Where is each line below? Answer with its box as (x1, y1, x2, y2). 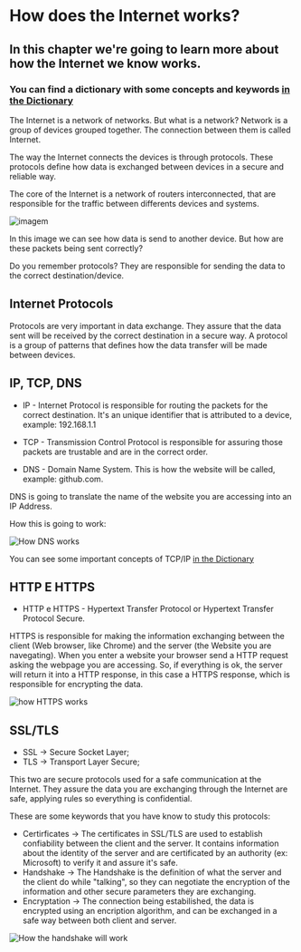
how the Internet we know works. (9, 55, 202, 71)
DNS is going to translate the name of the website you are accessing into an (9, 491, 292, 501)
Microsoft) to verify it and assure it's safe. (22, 858, 179, 869)
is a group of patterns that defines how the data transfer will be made (9, 339, 268, 350)
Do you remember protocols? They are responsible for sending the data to (9, 260, 286, 271)
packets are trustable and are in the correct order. (22, 446, 209, 457)
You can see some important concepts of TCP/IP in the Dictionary (9, 553, 255, 564)
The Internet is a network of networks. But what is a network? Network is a (9, 114, 288, 125)
